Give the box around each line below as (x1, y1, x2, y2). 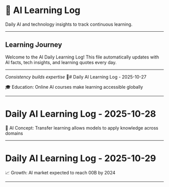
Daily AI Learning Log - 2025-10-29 (5, 152, 156, 164)
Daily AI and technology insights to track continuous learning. (5, 21, 133, 27)
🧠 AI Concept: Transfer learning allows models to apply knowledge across (5, 124, 158, 131)
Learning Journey (5, 40, 62, 49)
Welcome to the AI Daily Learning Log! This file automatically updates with (5, 54, 159, 60)
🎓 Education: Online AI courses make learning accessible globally (5, 84, 143, 90)
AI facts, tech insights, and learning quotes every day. (5, 59, 117, 65)
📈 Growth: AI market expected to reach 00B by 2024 (5, 169, 116, 175)
